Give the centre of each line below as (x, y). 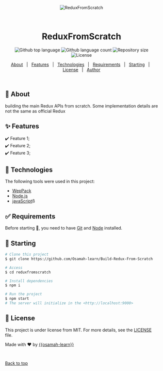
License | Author (81, 69)
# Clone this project (27, 254)
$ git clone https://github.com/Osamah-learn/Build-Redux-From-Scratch (79, 259)
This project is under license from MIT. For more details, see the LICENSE (78, 330)
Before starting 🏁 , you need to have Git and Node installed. (64, 228)
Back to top (16, 363)
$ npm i (13, 285)
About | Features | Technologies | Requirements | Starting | (80, 64)
